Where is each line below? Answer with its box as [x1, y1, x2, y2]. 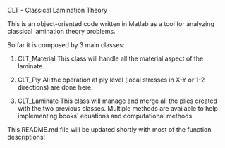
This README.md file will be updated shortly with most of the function [7, 125, 212, 133]
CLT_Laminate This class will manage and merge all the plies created [17, 97, 217, 105]
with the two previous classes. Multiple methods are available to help [17, 104, 219, 112]
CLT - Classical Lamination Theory [7, 6, 108, 14]
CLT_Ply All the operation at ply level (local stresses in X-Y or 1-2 [17, 75, 205, 84]
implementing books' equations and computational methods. [17, 112, 194, 120]
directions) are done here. [17, 83, 94, 91]
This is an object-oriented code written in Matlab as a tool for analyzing [7, 20, 215, 27]
